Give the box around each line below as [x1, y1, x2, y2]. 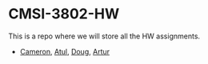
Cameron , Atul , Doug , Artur [19, 46, 110, 56]
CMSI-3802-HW [8, 5, 120, 23]
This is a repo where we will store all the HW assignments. [8, 31, 201, 41]
